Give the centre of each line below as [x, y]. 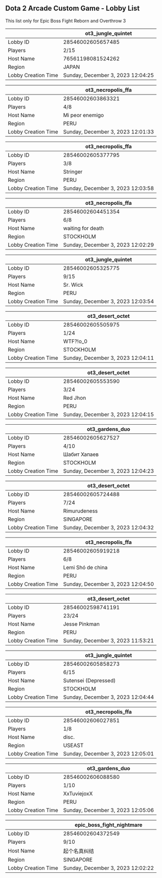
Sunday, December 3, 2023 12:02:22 [109, 868]
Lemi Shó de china [85, 567]
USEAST [73, 745]
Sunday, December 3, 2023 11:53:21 [109, 640]
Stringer [73, 172]
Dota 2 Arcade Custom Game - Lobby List [73, 8]
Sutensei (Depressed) [89, 680]
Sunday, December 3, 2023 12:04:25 [109, 75]
